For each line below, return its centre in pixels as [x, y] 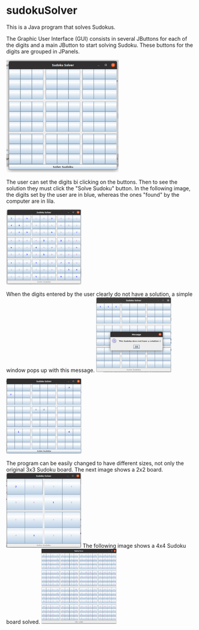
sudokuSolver [42, 10]
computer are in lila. [31, 201]
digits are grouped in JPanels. [43, 51]
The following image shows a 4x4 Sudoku [134, 545]
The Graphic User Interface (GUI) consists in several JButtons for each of [97, 38]
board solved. [23, 622]
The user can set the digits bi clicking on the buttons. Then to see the [92, 182]
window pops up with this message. [50, 370]
